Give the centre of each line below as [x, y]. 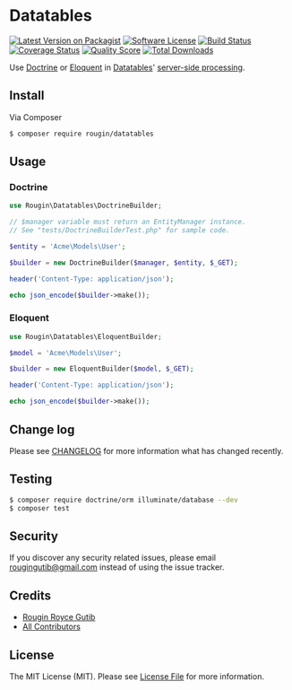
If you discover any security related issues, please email [113, 558]
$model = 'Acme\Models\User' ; [66, 353]
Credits [30, 595]
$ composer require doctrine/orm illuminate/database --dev [124, 500]
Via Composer [36, 117]
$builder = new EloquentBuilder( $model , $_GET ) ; [102, 369]
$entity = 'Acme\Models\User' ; [68, 246]
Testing [31, 480]
